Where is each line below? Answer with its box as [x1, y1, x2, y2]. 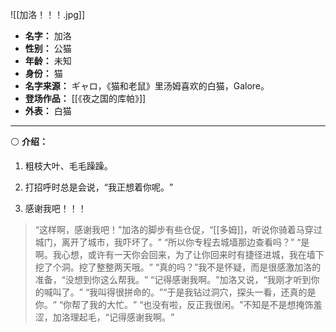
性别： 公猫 [24, 43, 72, 54]
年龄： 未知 [24, 55, 72, 67]
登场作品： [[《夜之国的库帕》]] [24, 93, 147, 104]
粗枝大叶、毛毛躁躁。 [24, 160, 113, 172]
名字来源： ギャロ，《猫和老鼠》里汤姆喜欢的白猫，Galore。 [24, 80, 270, 92]
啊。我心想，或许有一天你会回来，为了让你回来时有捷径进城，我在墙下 [34, 249, 325, 260]
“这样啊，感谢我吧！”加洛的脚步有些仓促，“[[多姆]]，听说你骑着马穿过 [34, 224, 323, 235]
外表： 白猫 [24, 105, 72, 117]
